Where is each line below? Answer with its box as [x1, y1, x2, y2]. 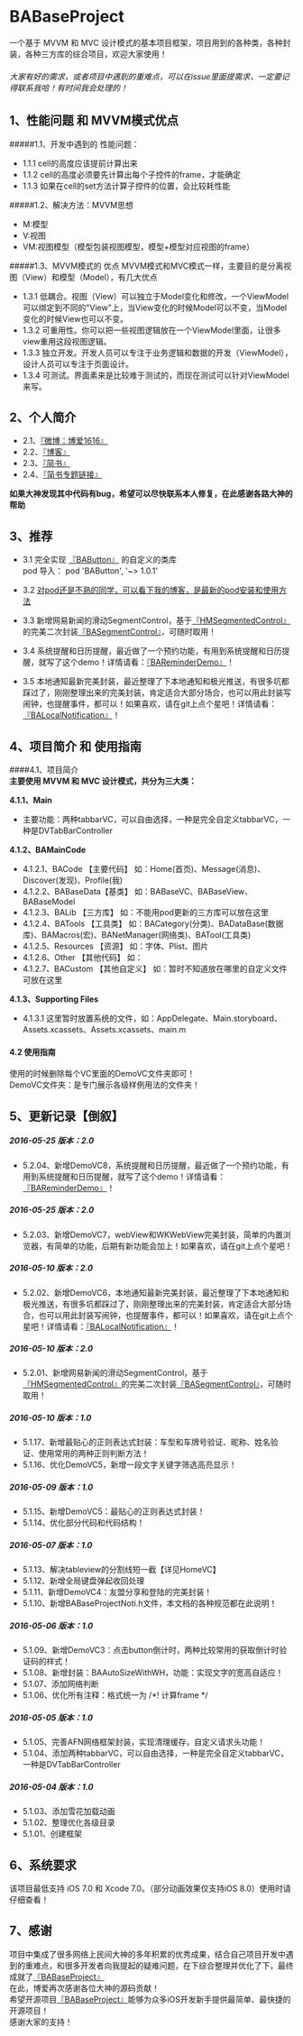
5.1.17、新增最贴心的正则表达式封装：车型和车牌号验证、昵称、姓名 [22, 1436, 271, 1448]
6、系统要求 [9, 1857, 77, 1873]
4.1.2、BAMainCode [9, 845, 87, 855]
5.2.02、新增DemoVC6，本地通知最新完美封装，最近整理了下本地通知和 [22, 1287, 289, 1298]
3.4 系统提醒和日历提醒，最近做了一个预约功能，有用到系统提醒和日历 [22, 646, 282, 656]
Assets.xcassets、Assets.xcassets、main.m [22, 1024, 187, 1034]
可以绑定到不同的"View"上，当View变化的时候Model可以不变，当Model [22, 302, 288, 313]
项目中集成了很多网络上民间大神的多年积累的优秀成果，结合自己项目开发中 [9, 1949, 286, 1959]
